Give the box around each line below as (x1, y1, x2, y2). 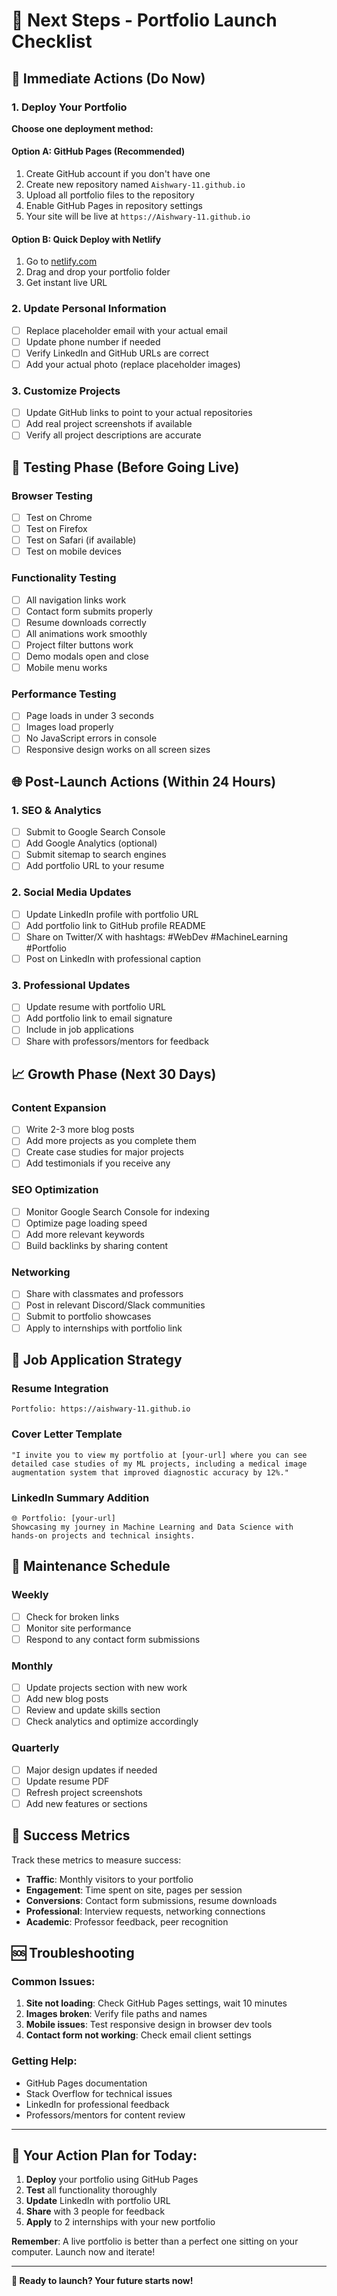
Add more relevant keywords (25, 1228, 145, 1240)
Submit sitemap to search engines (25, 849, 167, 861)
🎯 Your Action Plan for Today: (11, 2147, 198, 2164)
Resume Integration (11, 1381, 109, 1395)
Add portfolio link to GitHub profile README (25, 919, 206, 931)
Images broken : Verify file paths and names (25, 2008, 208, 2020)
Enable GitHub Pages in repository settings (25, 200, 203, 212)
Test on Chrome (25, 512, 93, 523)
